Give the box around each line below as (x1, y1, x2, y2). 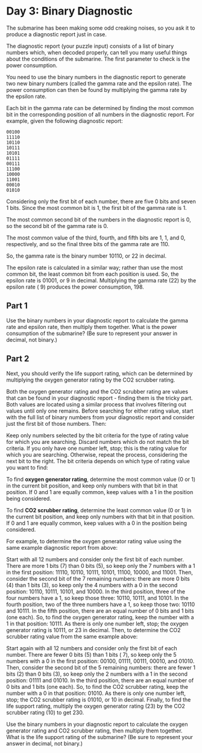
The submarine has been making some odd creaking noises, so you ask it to (6, 24, 195, 31)
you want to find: (6, 464, 48, 471)
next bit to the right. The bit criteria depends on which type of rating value (6, 457, 190, 465)
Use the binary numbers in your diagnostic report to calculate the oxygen (6, 720, 188, 728)
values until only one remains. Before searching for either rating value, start (6, 407, 194, 414)
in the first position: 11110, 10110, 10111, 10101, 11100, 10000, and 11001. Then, (6, 569, 193, 576)
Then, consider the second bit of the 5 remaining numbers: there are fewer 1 (6, 663, 196, 671)
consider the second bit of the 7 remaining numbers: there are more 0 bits (6, 575, 190, 582)
